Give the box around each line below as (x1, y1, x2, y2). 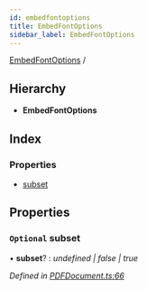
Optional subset (9, 232, 81, 245)
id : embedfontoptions (9, 13, 91, 23)
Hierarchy (9, 80, 67, 96)
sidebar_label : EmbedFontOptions (9, 30, 135, 39)
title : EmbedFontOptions (9, 22, 103, 31)
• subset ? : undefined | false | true (9, 252, 138, 263)
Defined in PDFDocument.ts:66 (9, 270, 124, 281)
